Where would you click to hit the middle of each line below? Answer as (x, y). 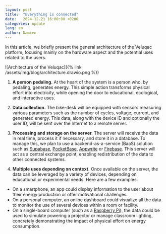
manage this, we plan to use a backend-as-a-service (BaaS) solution (82, 144)
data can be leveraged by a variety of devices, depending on (75, 174)
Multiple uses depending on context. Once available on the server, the (85, 169)
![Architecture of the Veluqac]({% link (43, 67)
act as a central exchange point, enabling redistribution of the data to (83, 154)
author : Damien (21, 33)
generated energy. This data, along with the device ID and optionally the (86, 118)
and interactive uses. (34, 98)
